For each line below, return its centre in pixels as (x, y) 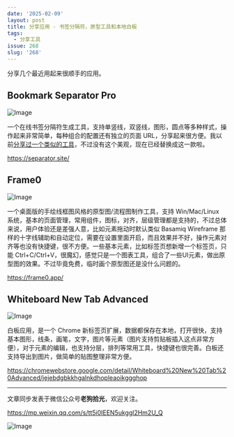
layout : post (26, 20)
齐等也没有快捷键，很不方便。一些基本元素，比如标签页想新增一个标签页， (114, 246)
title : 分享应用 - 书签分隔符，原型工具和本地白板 (72, 26)
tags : (15, 33)
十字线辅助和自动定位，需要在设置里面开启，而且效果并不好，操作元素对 (123, 237)
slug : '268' (24, 53)
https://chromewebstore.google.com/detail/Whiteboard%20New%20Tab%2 (117, 371)
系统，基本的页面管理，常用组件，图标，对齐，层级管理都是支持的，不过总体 (117, 220)
